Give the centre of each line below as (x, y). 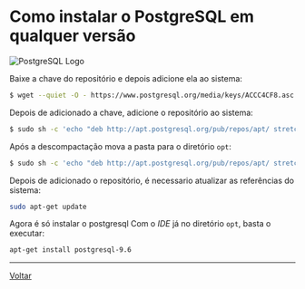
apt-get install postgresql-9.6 (70, 250)
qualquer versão (73, 36)
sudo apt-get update (49, 207)
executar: (27, 234)
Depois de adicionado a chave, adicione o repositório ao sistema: (132, 112)
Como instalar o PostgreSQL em (132, 17)
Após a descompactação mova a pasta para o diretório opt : (120, 146)
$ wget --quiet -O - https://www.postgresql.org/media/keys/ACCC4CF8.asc (152, 95)
